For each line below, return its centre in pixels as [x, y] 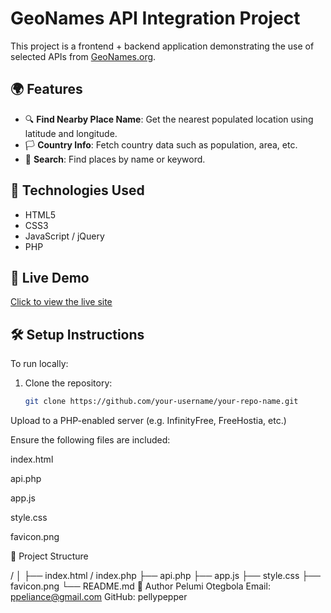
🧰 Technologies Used [77, 190]
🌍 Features [46, 89]
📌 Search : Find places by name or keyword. [115, 159]
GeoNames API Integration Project [155, 18]
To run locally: [39, 364]
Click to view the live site [61, 302]
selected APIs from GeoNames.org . [83, 56]
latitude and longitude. [71, 133]
